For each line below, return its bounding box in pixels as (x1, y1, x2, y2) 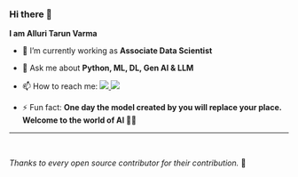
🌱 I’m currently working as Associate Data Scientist (21, 45, 213, 56)
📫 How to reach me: (21, 81, 98, 92)
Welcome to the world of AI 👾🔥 (21, 115, 137, 125)
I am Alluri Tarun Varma (9, 28, 98, 39)
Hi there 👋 (9, 8, 53, 20)
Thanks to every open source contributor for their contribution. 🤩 (9, 157, 247, 168)
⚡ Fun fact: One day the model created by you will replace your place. (21, 102, 282, 113)
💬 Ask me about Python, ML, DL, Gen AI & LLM (21, 62, 194, 74)
